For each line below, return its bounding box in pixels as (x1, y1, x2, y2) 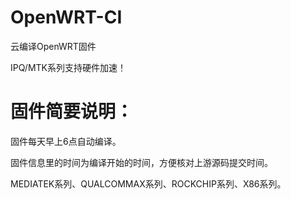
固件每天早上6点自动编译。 (10, 135, 122, 147)
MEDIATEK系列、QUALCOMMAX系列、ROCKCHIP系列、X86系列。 (10, 177, 287, 190)
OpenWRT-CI (10, 6, 123, 29)
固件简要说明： (10, 101, 134, 123)
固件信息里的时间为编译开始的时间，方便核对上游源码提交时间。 (10, 156, 273, 168)
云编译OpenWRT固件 (10, 40, 97, 52)
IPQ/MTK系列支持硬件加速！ (10, 61, 127, 73)
